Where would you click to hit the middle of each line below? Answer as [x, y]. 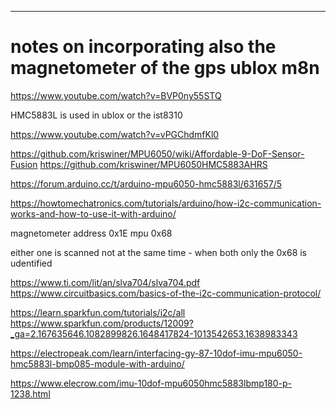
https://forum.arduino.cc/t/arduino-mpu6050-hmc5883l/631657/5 [146, 183]
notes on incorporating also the [143, 47]
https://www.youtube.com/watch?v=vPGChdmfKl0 [115, 134]
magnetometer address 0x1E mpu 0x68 [91, 233]
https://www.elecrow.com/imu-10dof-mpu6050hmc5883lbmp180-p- [151, 383]
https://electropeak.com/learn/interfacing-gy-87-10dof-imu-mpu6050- [156, 353]
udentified [31, 263]
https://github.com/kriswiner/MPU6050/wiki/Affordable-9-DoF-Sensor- [157, 153]
